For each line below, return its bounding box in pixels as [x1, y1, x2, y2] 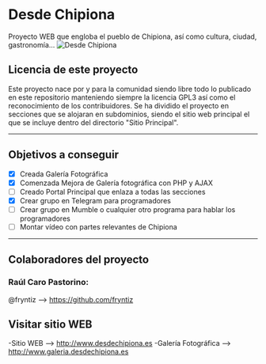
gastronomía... [8, 40, 55, 49]
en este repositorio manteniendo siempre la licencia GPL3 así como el [8, 93, 236, 102]
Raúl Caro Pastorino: [8, 277, 89, 288]
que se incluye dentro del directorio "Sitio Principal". [8, 117, 179, 127]
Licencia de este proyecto [8, 63, 139, 77]
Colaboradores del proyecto [8, 253, 149, 267]
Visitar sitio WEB [8, 318, 93, 332]
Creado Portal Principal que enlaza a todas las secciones [19, 187, 206, 196]
